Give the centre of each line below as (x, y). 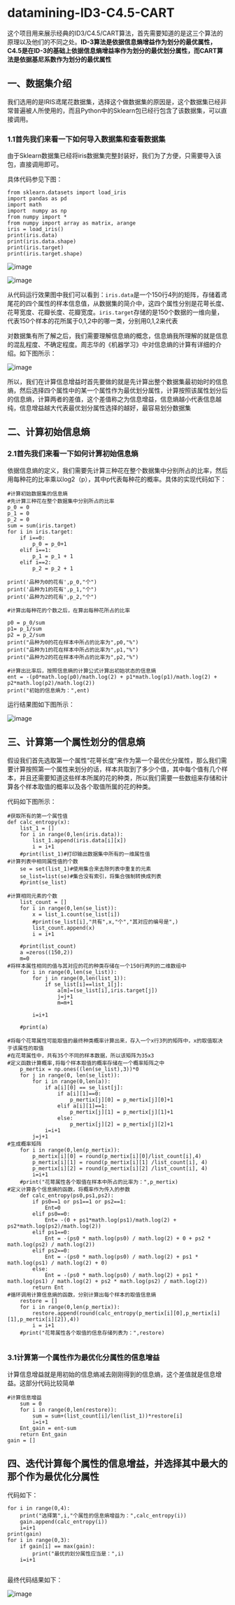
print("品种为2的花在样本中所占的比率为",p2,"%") (73, 657)
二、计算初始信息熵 (49, 432)
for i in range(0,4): (39, 1508)
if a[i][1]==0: (79, 1094)
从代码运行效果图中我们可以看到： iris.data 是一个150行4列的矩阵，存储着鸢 (117, 295)
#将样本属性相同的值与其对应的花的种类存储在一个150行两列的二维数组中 (97, 966)
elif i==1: (36, 550)
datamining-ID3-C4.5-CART (91, 13)
